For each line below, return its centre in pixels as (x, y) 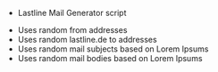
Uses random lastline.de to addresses (88, 40)
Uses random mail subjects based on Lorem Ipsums (113, 49)
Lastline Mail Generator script (72, 13)
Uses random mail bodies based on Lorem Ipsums (110, 58)
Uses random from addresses (72, 30)
